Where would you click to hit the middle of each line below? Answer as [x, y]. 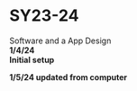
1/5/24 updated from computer [68, 77]
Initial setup [32, 59]
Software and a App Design [60, 41]
